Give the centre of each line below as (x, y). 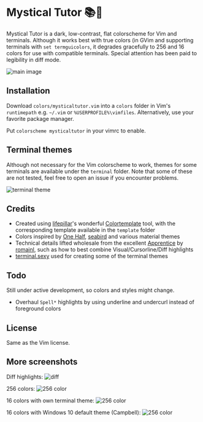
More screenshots (42, 362)
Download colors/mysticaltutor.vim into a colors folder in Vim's (89, 105)
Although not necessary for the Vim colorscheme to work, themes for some (102, 164)
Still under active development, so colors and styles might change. (90, 290)
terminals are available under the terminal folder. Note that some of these (99, 171)
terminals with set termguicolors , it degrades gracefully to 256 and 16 (95, 47)
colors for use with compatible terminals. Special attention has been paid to (102, 53)
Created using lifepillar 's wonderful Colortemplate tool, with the (95, 224)
